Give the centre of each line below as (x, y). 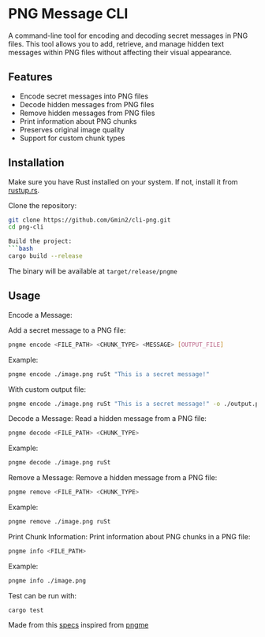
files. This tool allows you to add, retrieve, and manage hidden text (116, 43)
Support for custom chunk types (72, 138)
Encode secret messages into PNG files (84, 96)
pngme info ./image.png (47, 580)
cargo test (26, 610)
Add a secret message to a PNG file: (67, 330)
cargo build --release (45, 256)
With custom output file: (47, 389)
